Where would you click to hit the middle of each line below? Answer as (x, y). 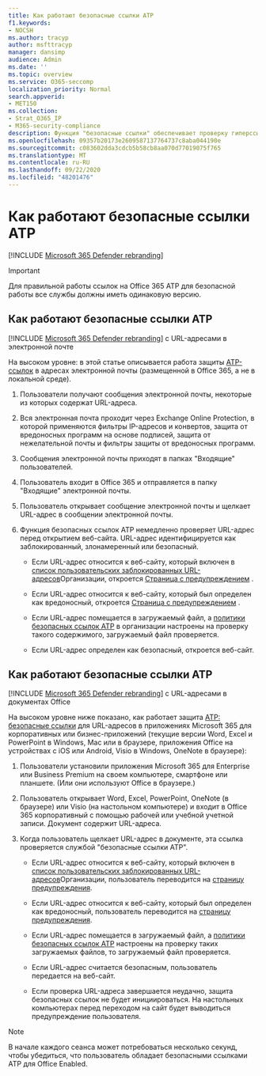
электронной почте (41, 347)
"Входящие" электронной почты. (76, 491)
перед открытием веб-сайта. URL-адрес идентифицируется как (127, 538)
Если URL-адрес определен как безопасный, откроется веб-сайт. (143, 650)
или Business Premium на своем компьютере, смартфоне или (123, 775)
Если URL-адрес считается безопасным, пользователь (124, 968)
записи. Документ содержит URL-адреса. (91, 824)
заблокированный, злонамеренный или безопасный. (109, 546)
